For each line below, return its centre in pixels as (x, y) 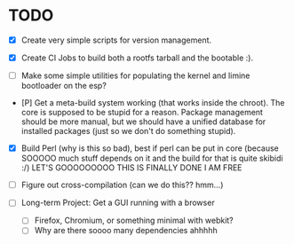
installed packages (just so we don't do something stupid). (128, 131)
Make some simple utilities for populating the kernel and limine (135, 75)
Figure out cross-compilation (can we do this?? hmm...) (122, 185)
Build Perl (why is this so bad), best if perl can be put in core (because (150, 148)
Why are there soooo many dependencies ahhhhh (126, 231)
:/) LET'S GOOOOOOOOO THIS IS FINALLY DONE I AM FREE (131, 168)
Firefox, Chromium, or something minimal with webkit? (134, 220)
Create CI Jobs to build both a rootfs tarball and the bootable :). (137, 58)
